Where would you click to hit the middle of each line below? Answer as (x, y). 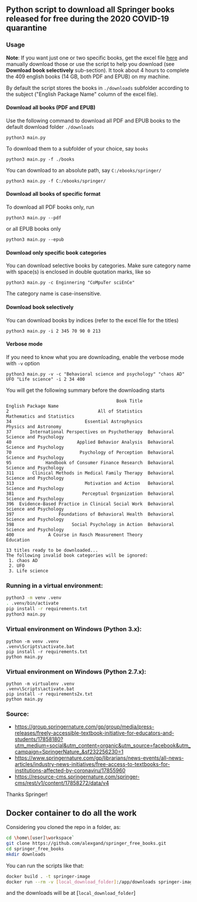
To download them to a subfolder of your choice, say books (77, 148)
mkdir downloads (26, 854)
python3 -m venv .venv (34, 598)
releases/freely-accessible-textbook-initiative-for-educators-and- (94, 733)
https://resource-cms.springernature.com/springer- (77, 777)
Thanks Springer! (27, 794)
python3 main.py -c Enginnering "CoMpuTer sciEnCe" (70, 283)
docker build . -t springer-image (48, 876)
